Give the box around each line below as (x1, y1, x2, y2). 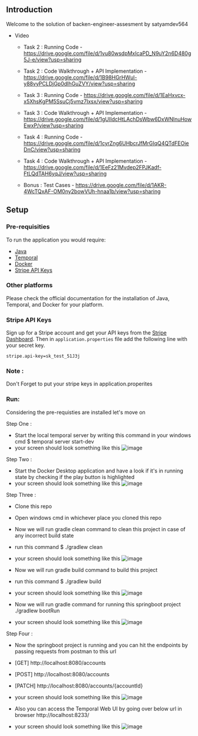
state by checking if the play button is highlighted (14, 473, 135, 480)
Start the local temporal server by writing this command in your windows (14, 432, 192, 439)
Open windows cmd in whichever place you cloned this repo (14, 514, 162, 521)
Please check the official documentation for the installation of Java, (6, 294, 170, 301)
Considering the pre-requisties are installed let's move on (6, 409, 146, 416)
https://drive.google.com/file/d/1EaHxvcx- (83, 91, 186, 98)
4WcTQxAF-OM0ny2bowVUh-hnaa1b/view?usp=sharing (23, 188, 161, 195)
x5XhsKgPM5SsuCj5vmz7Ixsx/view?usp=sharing (23, 98, 143, 105)
